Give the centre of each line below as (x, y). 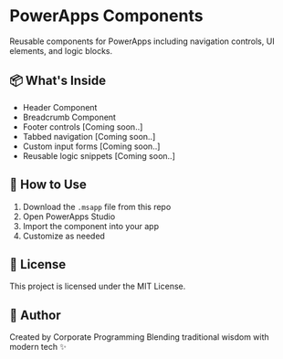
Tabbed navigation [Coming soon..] (89, 136)
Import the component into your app (91, 226)
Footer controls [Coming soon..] (83, 127)
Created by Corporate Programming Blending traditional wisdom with (139, 337)
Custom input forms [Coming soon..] (91, 146)
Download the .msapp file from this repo (97, 206)
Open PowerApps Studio (69, 216)
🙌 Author (35, 315)
